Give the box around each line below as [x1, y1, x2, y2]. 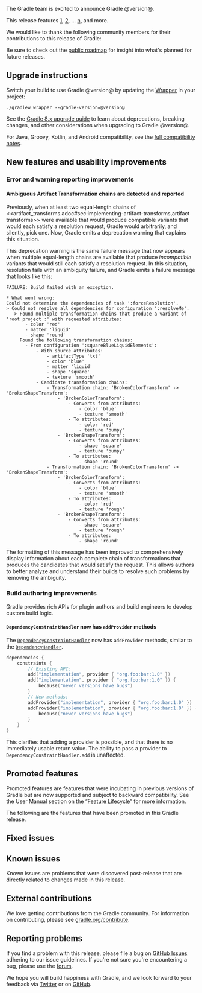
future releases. [6, 53, 46, 60]
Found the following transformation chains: [19, 337, 133, 343]
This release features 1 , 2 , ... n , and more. [6, 17, 109, 24]
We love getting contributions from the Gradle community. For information [6, 909, 189, 916]
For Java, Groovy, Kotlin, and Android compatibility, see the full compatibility [6, 133, 195, 141]
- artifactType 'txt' [46, 353, 101, 360]
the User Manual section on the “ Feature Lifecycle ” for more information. [6, 798, 186, 805]
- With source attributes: [35, 348, 103, 354]
